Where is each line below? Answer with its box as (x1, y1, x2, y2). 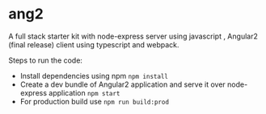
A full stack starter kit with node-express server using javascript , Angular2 (8, 31, 259, 41)
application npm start (48, 88, 120, 97)
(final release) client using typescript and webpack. (8, 39, 179, 49)
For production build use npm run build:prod (19, 96, 170, 106)
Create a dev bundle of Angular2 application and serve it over (19, 79, 226, 89)
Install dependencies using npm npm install (19, 71, 168, 80)
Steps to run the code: (8, 55, 83, 65)
